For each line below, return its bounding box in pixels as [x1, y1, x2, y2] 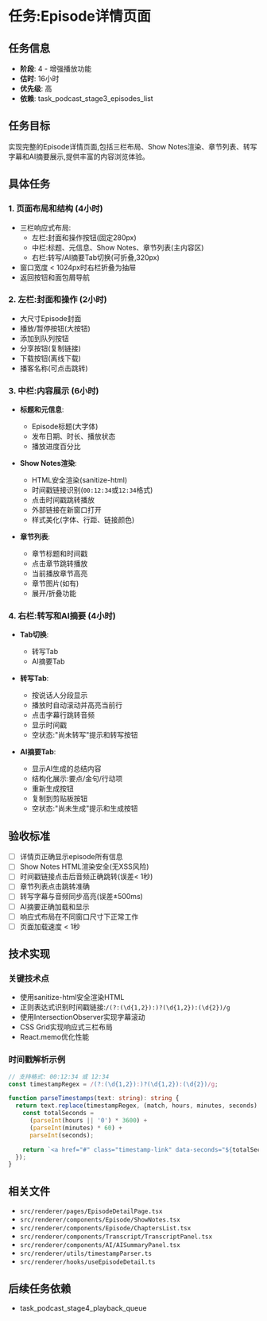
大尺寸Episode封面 [19, 313, 82, 323]
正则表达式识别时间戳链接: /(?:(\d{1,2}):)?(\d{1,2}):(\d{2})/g [19, 1002, 230, 1012]
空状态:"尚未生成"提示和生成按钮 [31, 804, 138, 813]
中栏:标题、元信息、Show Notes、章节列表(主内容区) [31, 242, 204, 252]
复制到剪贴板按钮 [31, 794, 88, 804]
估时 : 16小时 [19, 74, 60, 83]
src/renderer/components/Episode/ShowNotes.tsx [19, 1216, 180, 1224]
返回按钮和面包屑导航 [19, 272, 90, 282]
